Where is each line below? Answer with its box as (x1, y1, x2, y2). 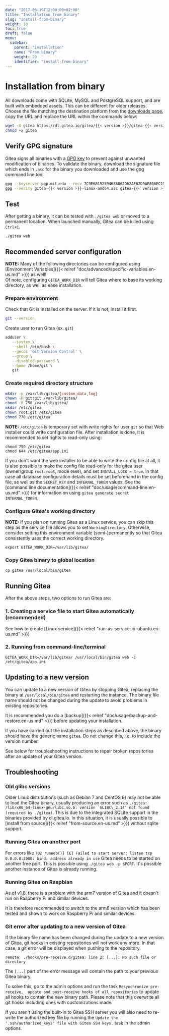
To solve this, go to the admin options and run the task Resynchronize (5, 984, 148, 990)
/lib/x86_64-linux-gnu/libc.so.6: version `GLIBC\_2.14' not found (5, 805, 150, 810)
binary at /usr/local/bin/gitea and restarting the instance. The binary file (5, 692, 159, 698)
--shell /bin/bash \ (12, 344, 55, 350)
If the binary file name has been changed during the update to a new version (5, 935, 164, 941)
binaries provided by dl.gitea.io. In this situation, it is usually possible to (5, 815, 152, 821)
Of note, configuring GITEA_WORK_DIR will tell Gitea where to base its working (5, 277, 162, 283)
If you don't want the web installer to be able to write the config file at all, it (5, 457, 160, 463)
